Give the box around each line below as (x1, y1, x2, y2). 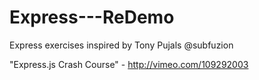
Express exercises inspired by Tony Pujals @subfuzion (9, 39, 234, 51)
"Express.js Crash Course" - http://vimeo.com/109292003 (9, 58, 249, 70)
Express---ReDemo (9, 6, 175, 29)
